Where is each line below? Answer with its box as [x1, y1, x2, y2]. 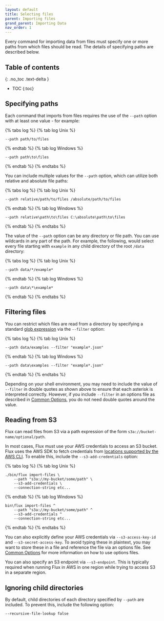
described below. [5, 49, 40, 55]
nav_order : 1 [5, 25, 32, 30]
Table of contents [5, 63, 60, 71]
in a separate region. [5, 569, 47, 576]
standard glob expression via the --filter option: [5, 326, 105, 332]
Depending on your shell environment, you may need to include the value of [5, 381, 158, 387]
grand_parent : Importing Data [5, 20, 67, 26]
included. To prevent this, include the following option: [5, 602, 114, 608]
